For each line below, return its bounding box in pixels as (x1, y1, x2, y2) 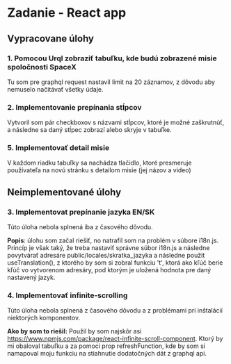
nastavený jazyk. (7, 273, 56, 282)
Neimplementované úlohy (7, 186, 122, 198)
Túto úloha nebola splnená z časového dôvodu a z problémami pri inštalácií (7, 306, 223, 315)
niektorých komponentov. (7, 314, 81, 322)
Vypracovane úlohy (7, 33, 95, 44)
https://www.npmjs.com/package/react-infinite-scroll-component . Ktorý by (7, 335, 223, 343)
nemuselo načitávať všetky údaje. (7, 85, 104, 93)
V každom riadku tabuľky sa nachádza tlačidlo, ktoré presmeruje (7, 158, 193, 167)
